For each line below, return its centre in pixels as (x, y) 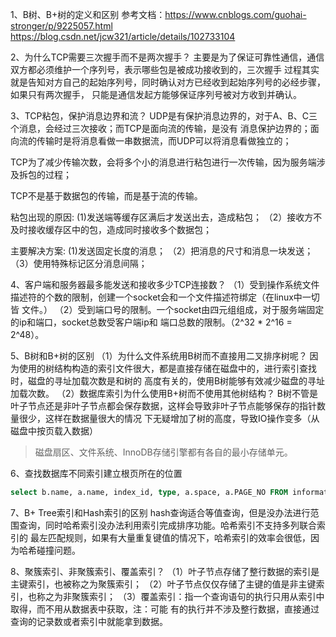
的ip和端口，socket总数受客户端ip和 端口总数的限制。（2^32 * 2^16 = (151, 322)
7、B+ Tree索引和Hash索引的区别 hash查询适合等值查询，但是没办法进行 (160, 512)
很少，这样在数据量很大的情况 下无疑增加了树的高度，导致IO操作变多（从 (169, 418)
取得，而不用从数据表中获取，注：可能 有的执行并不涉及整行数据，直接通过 (165, 609)
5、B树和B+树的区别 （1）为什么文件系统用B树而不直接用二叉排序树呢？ (159, 356)
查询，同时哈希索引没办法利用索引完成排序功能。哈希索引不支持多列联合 (167, 525)
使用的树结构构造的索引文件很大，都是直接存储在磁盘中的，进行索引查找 (167, 368)
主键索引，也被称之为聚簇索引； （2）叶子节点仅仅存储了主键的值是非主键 (163, 584)
